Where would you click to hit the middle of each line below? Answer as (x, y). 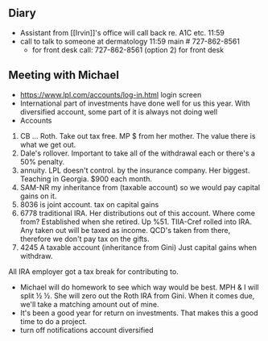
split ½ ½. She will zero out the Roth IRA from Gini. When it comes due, (137, 295)
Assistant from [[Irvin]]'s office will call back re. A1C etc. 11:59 (122, 32)
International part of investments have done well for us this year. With (135, 103)
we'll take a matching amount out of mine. (89, 304)
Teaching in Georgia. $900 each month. (86, 179)
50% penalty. (42, 161)
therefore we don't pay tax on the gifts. (85, 239)
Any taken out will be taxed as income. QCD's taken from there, (125, 230)
